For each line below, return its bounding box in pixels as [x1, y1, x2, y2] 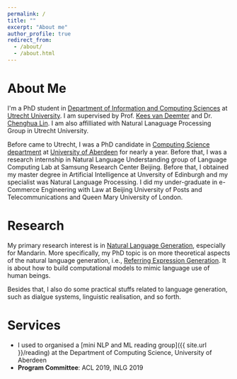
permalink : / [7, 10, 46, 18]
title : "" [7, 17, 37, 24]
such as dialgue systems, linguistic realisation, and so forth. [7, 292, 182, 301]
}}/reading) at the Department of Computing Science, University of [17, 348, 212, 356]
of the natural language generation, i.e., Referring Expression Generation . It [7, 256, 226, 264]
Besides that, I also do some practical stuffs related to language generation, [7, 285, 228, 293]
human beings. [7, 271, 51, 280]
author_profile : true [7, 30, 71, 38]
